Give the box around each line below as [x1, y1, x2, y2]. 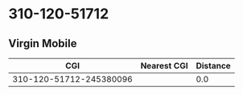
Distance [196, 61, 231, 71]
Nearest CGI [140, 61, 188, 71]
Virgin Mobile [8, 37, 77, 50]
